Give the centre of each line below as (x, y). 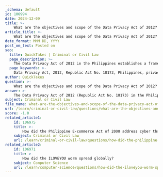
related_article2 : (24, 145)
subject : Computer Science (41, 163)
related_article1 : (24, 118)
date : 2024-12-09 (23, 18)
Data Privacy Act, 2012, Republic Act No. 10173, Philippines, (79, 73)
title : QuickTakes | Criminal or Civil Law (54, 55)
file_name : (16, 104)
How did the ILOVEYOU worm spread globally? (68, 158)
